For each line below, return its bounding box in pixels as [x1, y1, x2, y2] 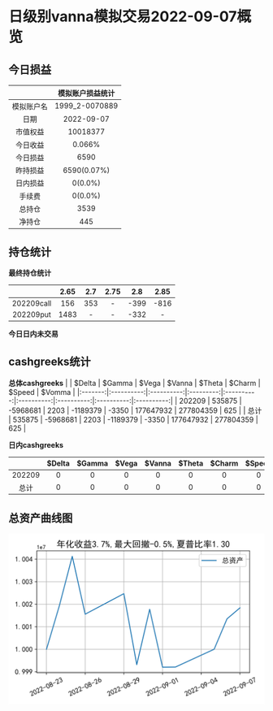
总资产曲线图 [8, 511, 73, 525]
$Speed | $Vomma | [8, 387, 76, 397]
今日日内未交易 [8, 328, 58, 338]
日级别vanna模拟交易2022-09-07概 [8, 7, 252, 26]
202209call [11, 298, 52, 309]
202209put [11, 310, 51, 319]
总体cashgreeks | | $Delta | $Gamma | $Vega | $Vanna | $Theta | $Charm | [8, 378, 262, 388]
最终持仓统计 [8, 268, 51, 278]
